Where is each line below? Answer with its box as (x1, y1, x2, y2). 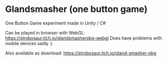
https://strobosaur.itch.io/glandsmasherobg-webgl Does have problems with (5, 35, 162, 41)
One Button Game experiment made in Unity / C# (5, 20, 106, 26)
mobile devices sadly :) (5, 40, 53, 46)
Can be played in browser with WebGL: (5, 29, 86, 35)
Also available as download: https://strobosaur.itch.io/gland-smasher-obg (5, 50, 157, 56)
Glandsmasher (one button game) (5, 3, 148, 15)
